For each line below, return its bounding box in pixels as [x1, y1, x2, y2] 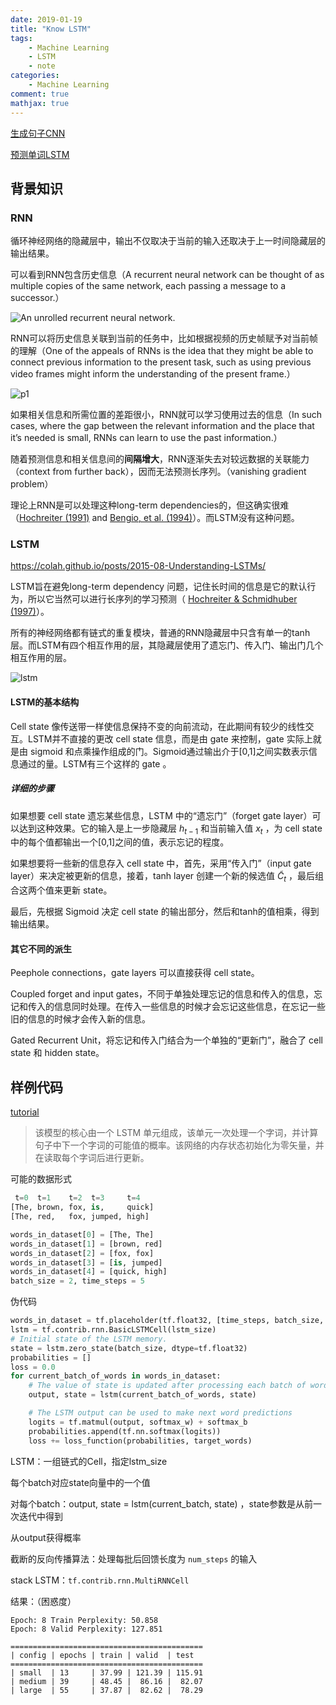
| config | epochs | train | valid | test [10, 1650, 195, 1660]
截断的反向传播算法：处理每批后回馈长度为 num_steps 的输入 [10, 1552, 258, 1565]
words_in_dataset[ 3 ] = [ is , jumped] [10, 1257, 163, 1268]
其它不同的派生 [10, 942, 72, 955]
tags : [10, 33, 33, 43]
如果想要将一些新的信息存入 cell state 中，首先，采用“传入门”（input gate [10, 857, 312, 870]
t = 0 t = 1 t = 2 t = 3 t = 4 [14, 1193, 141, 1203]
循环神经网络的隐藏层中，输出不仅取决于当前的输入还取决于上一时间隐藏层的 [10, 235, 326, 247]
